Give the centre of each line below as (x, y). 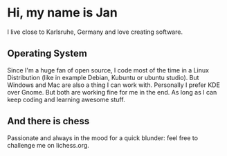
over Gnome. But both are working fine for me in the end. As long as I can (112, 92)
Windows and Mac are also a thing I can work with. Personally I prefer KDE (113, 85)
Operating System (47, 53)
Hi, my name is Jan (62, 13)
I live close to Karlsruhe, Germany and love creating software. (95, 32)
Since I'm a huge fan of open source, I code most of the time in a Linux (108, 70)
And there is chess (48, 121)
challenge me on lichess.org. (48, 145)
